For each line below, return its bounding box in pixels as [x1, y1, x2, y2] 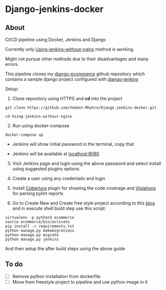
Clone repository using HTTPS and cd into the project [12, 96, 123, 101]
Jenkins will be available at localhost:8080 [12, 151, 99, 157]
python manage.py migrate [5, 233, 59, 238]
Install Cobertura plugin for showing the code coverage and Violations [12, 185, 156, 191]
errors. [5, 61, 19, 67]
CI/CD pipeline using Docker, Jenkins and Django [5, 36, 106, 42]
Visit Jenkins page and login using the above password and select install [12, 161, 162, 166]
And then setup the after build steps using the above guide [5, 246, 126, 252]
